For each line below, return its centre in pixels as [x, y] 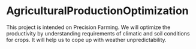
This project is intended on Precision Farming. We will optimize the [88, 27]
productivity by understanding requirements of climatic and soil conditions [98, 33]
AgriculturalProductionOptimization [97, 11]
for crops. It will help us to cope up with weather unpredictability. [86, 40]
